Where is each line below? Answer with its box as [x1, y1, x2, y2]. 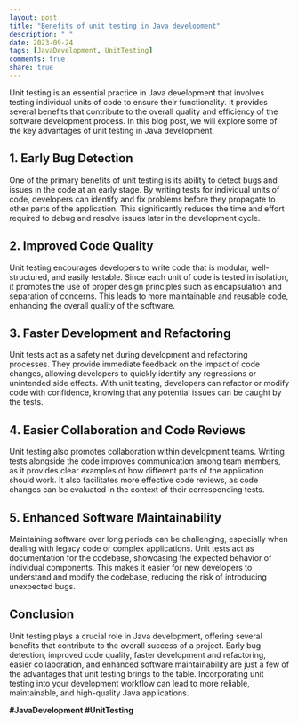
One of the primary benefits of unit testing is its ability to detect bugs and [9, 175, 278, 185]
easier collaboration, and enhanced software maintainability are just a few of [9, 659, 290, 670]
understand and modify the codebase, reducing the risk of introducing [9, 572, 267, 582]
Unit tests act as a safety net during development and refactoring [9, 350, 248, 360]
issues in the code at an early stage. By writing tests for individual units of [9, 184, 280, 194]
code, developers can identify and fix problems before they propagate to [9, 193, 276, 204]
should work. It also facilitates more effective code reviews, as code [9, 474, 259, 486]
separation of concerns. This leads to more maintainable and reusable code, [9, 291, 289, 301]
